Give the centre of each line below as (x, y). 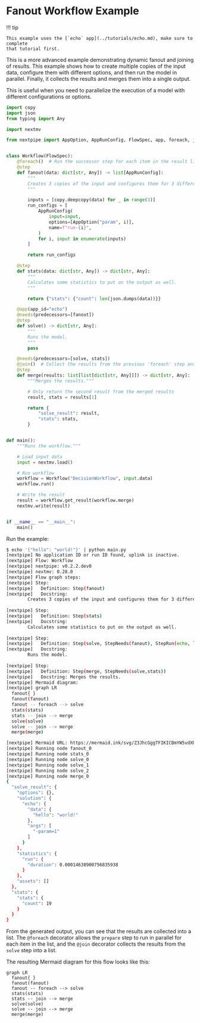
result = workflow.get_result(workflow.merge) (76, 500)
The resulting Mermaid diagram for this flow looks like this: (78, 962)
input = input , (65, 217)
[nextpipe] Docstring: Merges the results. (63, 677)
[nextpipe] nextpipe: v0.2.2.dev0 (49, 567)
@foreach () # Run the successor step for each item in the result (102, 162)
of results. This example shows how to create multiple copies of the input (96, 66)
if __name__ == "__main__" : (41, 522)
